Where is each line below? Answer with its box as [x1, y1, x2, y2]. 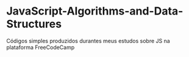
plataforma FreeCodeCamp [6, 44, 75, 51]
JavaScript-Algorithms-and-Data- [6, 4, 184, 18]
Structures [6, 17, 62, 31]
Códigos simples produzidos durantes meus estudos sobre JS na [6, 37, 171, 44]
